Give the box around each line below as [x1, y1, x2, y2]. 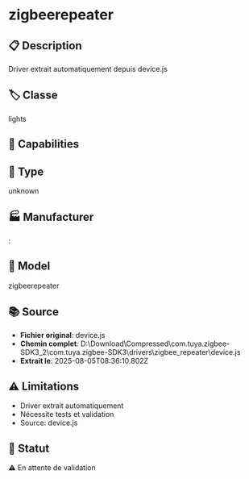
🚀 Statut [8, 441, 50, 455]
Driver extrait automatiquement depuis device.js [8, 65, 168, 73]
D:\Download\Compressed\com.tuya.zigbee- [80, 339, 230, 348]
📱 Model [8, 260, 51, 273]
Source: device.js [19, 418, 78, 428]
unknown [8, 186, 39, 196]
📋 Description [8, 39, 82, 52]
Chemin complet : [19, 339, 79, 348]
